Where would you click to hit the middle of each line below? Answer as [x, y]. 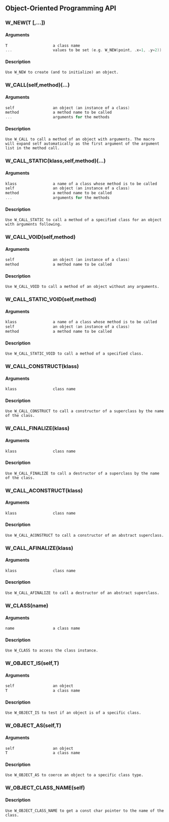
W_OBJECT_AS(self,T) [33, 725]
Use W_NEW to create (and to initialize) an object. [62, 72]
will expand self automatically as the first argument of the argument [82, 144]
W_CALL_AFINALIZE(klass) [39, 548]
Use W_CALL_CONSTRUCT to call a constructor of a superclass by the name [85, 411]
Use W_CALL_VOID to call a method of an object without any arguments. [82, 287]
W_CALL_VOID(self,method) [40, 237]
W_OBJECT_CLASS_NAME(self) [45, 788]
